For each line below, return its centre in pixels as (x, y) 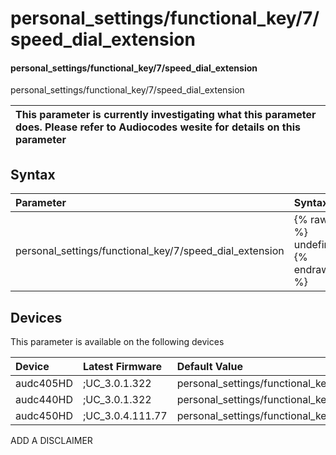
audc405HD (44, 384)
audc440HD (44, 400)
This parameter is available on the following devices (117, 342)
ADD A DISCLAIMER (51, 441)
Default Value (209, 367)
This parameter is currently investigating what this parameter (166, 115)
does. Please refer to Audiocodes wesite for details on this (158, 127)
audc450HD (44, 416)
